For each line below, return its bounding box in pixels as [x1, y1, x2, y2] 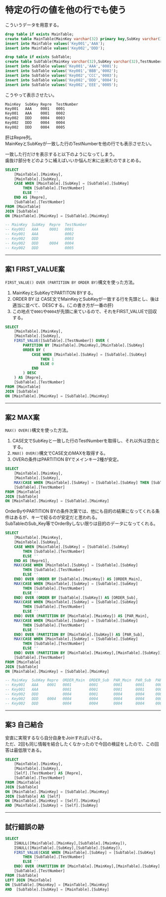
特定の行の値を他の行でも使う [5, 4, 127, 16]
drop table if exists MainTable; [5, 32, 74, 37]
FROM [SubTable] [5, 873, 39, 878]
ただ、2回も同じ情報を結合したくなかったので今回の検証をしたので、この [5, 741, 155, 747]
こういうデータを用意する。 [5, 22, 62, 28]
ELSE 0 [40, 361, 54, 366]
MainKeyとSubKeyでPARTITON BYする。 [12, 290, 96, 296]
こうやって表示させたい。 [5, 92, 57, 98]
